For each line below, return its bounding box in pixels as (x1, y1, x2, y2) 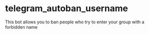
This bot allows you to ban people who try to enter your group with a (5, 19, 145, 25)
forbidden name (5, 24, 38, 30)
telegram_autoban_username (5, 3, 128, 14)
